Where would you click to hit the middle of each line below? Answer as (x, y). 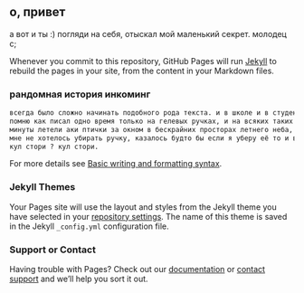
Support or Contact (53, 250)
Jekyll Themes (43, 187)
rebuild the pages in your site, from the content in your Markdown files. (142, 71)
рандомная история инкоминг (80, 94)
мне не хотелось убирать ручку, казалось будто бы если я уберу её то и (149, 138)
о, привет (38, 12)
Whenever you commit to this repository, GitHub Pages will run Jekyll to (143, 61)
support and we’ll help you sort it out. (79, 279)
